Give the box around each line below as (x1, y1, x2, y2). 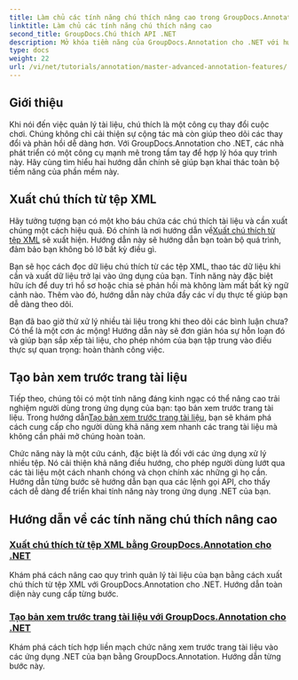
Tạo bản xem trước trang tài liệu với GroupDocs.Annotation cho (9, 610, 286, 622)
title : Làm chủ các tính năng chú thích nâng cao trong (9, 12, 220, 22)
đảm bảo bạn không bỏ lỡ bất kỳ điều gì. (9, 243, 157, 254)
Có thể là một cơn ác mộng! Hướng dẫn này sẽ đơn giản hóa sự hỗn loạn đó (9, 325, 286, 336)
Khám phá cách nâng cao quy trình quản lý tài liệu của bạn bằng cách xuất (9, 570, 283, 580)
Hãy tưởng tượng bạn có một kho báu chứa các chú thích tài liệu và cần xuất (9, 215, 288, 226)
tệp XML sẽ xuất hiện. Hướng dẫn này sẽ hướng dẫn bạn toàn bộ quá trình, (9, 234, 282, 245)
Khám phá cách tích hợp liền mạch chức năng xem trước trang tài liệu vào (9, 642, 278, 652)
